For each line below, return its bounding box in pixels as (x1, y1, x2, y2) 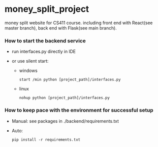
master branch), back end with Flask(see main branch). (4, 25, 117, 31)
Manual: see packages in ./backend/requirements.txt (11, 118, 119, 124)
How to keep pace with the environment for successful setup (4, 107, 154, 114)
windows (19, 68, 38, 73)
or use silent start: (11, 58, 49, 64)
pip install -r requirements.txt (11, 137, 81, 142)
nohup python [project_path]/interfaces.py (19, 95, 110, 101)
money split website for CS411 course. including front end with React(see (4, 20, 153, 26)
